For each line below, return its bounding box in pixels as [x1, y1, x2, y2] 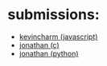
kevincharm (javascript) [19, 32, 98, 41]
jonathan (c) [19, 40, 60, 49]
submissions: [7, 6, 100, 24]
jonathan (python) [19, 49, 79, 58]
